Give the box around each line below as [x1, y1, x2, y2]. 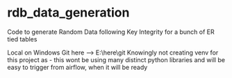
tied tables [7, 35, 38, 43]
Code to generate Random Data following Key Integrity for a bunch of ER [7, 28, 215, 36]
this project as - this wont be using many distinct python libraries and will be [7, 55, 226, 64]
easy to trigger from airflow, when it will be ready [7, 63, 148, 71]
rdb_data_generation [7, 5, 130, 21]
